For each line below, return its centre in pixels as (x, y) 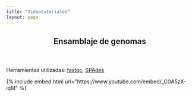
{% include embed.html (35, 82)
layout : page (22, 17)
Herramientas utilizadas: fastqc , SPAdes (55, 70)
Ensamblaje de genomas (100, 41)
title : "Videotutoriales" (38, 12)
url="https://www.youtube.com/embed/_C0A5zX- (125, 82)
